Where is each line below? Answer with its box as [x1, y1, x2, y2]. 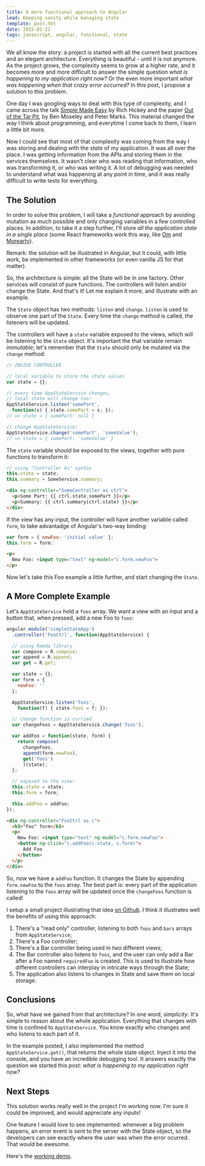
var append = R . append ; [12, 654, 72, 661]
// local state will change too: [6, 396, 92, 402]
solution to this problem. [6, 88, 68, 95]
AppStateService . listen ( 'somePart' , [6, 401, 100, 408]
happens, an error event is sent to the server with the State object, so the [6, 1127, 191, 1135]
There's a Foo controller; [15, 937, 78, 945]
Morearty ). [6, 237, 34, 245]
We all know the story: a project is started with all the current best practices [6, 49, 198, 56]
